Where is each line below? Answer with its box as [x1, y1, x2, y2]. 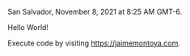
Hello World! [7, 23, 49, 32]
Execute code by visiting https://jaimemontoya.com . [7, 38, 181, 48]
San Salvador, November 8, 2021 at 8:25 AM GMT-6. [7, 7, 183, 16]
